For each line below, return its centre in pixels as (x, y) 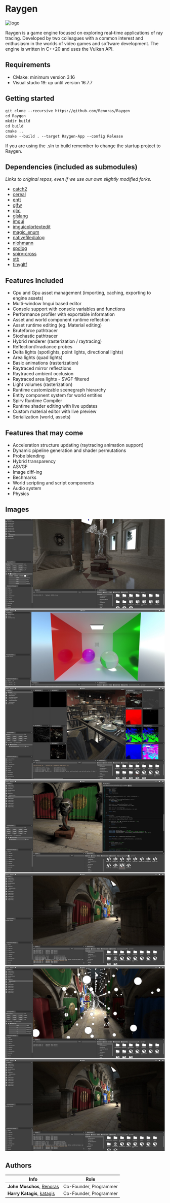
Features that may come (44, 433)
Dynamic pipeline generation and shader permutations (69, 450)
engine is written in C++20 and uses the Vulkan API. (59, 49)
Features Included (34, 281)
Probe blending (29, 456)
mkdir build (18, 121)
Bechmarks (25, 477)
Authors (18, 1165)
